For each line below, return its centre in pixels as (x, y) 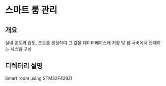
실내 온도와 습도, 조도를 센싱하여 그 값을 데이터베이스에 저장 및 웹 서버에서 (76, 43)
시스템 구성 (21, 49)
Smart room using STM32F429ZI (39, 78)
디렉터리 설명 (24, 66)
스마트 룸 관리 (31, 10)
